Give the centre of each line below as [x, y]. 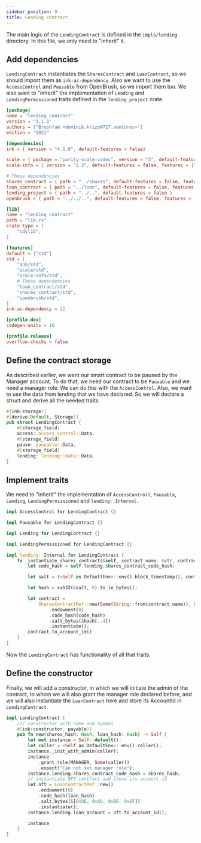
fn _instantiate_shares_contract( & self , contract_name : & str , [96, 560]
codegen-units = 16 [31, 326]
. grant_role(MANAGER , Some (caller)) [84, 762]
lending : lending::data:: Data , [56, 456]
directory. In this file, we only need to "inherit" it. [66, 41]
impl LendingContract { [36, 718]
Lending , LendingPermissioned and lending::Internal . [72, 501]
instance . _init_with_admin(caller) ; [73, 751]
